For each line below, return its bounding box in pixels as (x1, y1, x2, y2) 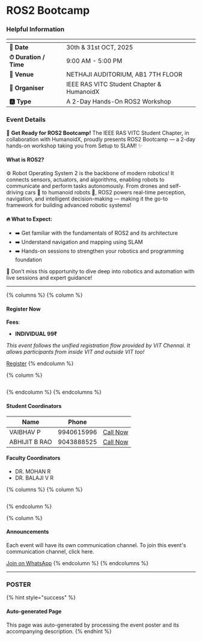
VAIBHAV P (9, 428, 41, 436)
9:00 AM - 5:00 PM (66, 57, 123, 65)
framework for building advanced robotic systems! (6, 201, 132, 208)
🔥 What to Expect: (6, 215, 53, 223)
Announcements (6, 528, 49, 536)
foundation (14, 256, 42, 264)
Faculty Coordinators (6, 454, 61, 462)
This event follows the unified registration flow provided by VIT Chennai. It (6, 342, 191, 349)
